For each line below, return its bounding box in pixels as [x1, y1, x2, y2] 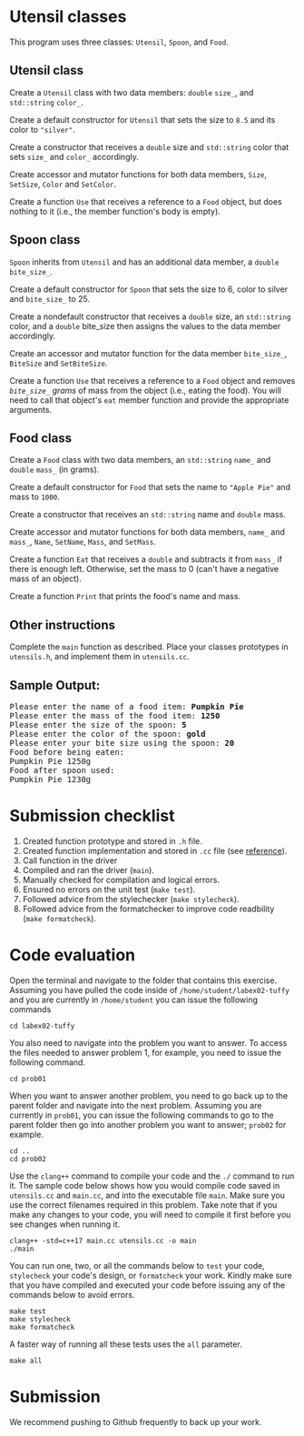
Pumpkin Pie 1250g [9, 757, 92, 766]
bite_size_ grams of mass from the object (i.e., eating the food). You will [9, 385, 281, 396]
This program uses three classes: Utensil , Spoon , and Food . [9, 36, 230, 47]
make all [9, 1356, 43, 1365]
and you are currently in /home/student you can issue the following [9, 994, 259, 1005]
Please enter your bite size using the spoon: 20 [9, 738, 235, 748]
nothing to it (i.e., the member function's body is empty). [9, 206, 221, 216]
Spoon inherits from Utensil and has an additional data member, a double [9, 256, 279, 267]
